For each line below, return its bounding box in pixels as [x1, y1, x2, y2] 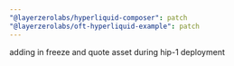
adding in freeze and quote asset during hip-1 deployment [9, 46, 226, 57]
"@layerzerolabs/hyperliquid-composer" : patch [9, 13, 188, 23]
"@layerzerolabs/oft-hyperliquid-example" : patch [9, 22, 201, 31]
